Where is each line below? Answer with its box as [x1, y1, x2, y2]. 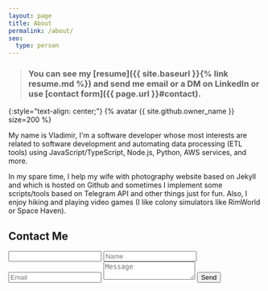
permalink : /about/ [8, 27, 74, 35]
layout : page [8, 11, 52, 20]
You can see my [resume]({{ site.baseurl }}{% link [27, 68, 229, 80]
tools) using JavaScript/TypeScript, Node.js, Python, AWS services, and [8, 148, 247, 158]
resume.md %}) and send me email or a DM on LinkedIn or [27, 78, 260, 89]
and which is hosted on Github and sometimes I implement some [8, 180, 223, 190]
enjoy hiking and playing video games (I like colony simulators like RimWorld [8, 198, 261, 207]
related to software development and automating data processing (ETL [8, 139, 243, 149]
